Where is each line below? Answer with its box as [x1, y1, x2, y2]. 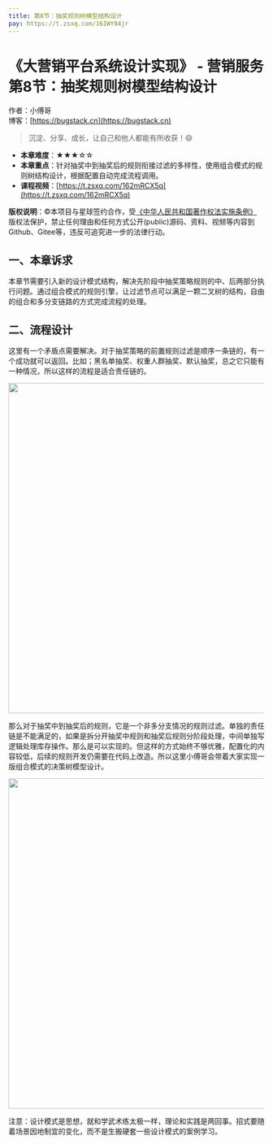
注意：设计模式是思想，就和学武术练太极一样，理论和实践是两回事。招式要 [8, 1116, 258, 1126]
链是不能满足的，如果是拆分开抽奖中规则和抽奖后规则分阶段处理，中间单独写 [8, 731, 265, 741]
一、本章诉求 [8, 253, 73, 267]
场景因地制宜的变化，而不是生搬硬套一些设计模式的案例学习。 [15, 1127, 222, 1137]
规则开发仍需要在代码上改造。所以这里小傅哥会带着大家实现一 [58, 751, 265, 761]
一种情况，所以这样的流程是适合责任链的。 [8, 367, 151, 376]
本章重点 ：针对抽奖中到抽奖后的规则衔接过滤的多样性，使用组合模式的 [19, 160, 256, 171]
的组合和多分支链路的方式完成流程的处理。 [8, 297, 151, 307]
